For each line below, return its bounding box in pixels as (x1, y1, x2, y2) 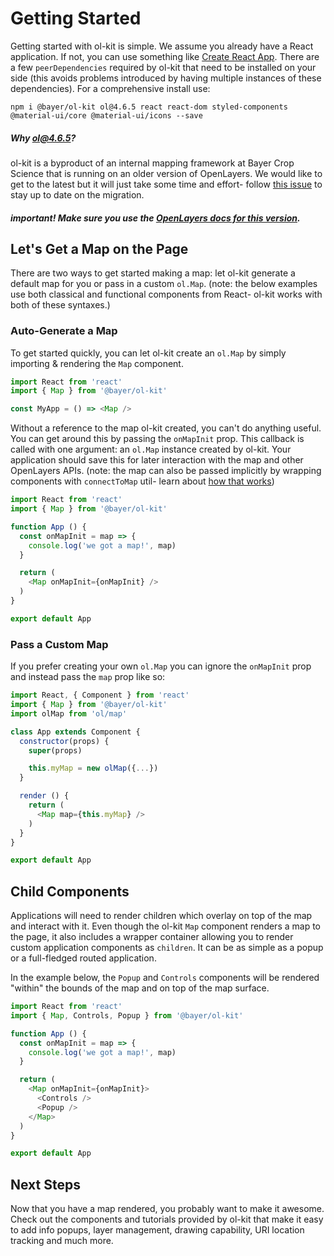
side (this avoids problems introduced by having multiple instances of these (10, 72, 322, 84)
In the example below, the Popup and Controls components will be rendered (10, 972, 320, 984)
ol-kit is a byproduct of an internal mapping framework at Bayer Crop (10, 157, 295, 169)
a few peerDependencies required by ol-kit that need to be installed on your (10, 61, 317, 73)
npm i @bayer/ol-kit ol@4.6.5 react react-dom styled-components (10, 102, 288, 112)
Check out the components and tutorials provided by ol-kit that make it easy (10, 1213, 324, 1226)
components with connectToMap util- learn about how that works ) (10, 475, 275, 487)
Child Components (10, 883, 130, 900)
